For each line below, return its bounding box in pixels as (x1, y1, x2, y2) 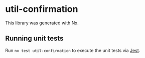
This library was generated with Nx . (5, 20, 79, 26)
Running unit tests (5, 34, 64, 43)
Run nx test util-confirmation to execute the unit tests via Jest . (5, 47, 140, 53)
